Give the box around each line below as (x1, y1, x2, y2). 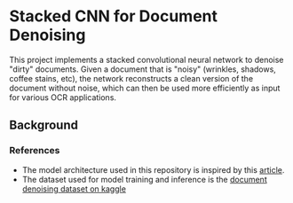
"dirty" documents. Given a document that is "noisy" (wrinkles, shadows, (9, 64, 277, 74)
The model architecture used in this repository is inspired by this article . (21, 164, 285, 175)
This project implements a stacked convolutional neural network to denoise (9, 54, 284, 65)
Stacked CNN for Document (9, 6, 218, 27)
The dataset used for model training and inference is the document (21, 174, 268, 184)
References (9, 144, 60, 157)
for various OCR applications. (9, 91, 117, 103)
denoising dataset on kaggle (21, 183, 127, 194)
